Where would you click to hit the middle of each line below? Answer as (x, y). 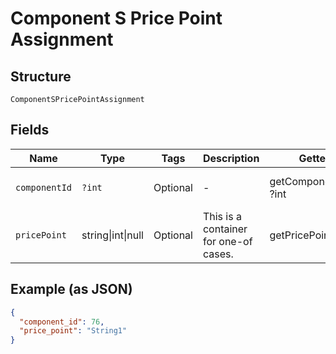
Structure (41, 76)
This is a (222, 216)
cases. (218, 254)
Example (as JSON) (71, 289)
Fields (30, 130)
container (225, 229)
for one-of (227, 241)
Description (231, 158)
